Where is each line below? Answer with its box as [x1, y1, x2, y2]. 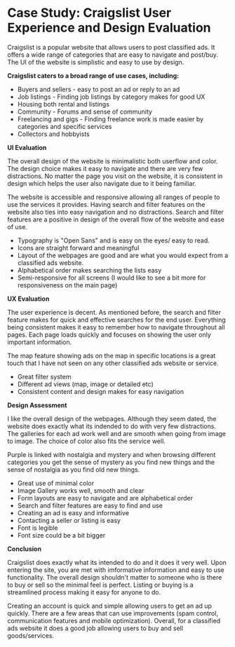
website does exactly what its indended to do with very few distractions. [7, 422, 216, 430]
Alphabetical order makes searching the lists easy [17, 266, 162, 274]
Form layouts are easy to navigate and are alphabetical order [17, 493, 194, 502]
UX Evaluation [7, 294, 50, 303]
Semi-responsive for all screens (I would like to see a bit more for [17, 273, 206, 282]
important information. [7, 338, 72, 346]
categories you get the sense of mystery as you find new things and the [7, 458, 215, 466]
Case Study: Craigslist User [7, 5, 172, 21]
